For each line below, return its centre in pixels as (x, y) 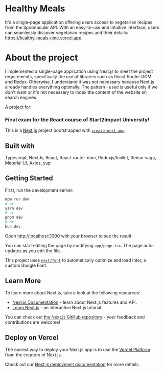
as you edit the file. (42, 251)
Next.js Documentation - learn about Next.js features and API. (74, 302)
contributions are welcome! (33, 322)
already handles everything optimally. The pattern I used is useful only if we (82, 87)
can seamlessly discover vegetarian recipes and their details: (67, 32)
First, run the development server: (39, 190)
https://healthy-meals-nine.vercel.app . (44, 38)
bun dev (13, 227)
